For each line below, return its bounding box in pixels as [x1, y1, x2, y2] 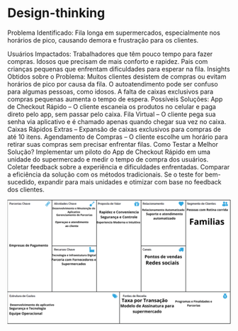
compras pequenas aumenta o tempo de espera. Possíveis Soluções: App [7, 94, 223, 103]
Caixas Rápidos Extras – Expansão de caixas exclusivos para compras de [7, 125, 222, 133]
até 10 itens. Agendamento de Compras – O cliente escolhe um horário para [7, 133, 228, 141]
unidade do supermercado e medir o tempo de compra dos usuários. [7, 155, 209, 164]
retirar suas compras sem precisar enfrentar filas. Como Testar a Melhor [7, 140, 218, 148]
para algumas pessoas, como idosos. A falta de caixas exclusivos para [7, 87, 214, 96]
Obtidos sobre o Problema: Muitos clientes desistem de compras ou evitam [7, 72, 227, 81]
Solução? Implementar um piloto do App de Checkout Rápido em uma [7, 147, 211, 156]
